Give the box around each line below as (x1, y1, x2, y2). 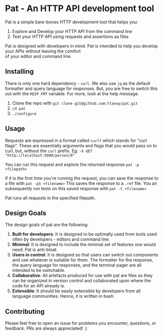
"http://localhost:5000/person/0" (5, 153, 75, 158)
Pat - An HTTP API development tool (5, 3, 154, 14)
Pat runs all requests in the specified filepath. (5, 195, 96, 201)
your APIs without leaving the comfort (5, 48, 81, 54)
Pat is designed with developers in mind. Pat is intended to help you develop (5, 43, 158, 49)
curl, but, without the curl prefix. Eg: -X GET (5, 148, 92, 154)
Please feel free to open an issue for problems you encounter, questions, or (5, 320, 157, 326)
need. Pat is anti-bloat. (12, 247, 58, 253)
